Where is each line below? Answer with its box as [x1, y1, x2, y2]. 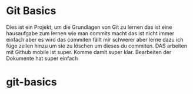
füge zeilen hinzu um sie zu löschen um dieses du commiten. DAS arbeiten [6, 42, 187, 49]
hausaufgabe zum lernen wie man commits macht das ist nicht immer [6, 29, 175, 36]
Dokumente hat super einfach [6, 55, 78, 62]
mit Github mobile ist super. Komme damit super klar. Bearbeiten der [6, 48, 172, 55]
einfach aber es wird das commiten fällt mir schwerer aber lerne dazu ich [6, 36, 184, 43]
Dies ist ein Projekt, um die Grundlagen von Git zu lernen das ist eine [6, 23, 172, 31]
